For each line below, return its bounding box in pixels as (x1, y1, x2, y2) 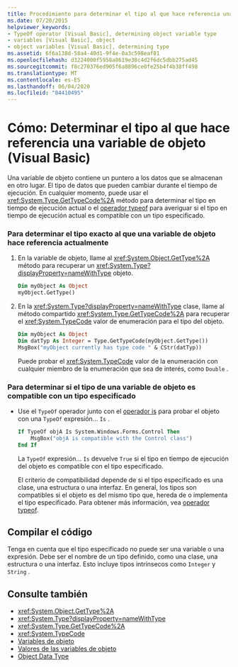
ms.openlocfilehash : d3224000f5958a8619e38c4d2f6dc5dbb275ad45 (7, 57, 198, 64)
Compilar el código (7, 526, 93, 539)
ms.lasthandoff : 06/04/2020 (7, 83, 91, 90)
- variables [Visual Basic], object (7, 37, 115, 44)
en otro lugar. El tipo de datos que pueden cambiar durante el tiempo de (7, 181, 217, 190)
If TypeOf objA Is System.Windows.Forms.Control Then (17, 428, 180, 436)
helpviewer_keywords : (7, 23, 72, 30)
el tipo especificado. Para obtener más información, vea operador (17, 498, 210, 507)
